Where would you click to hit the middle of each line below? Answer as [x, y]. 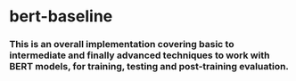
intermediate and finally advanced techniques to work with [140, 55]
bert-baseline [61, 16]
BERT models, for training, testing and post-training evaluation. [149, 67]
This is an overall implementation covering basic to [122, 45]
